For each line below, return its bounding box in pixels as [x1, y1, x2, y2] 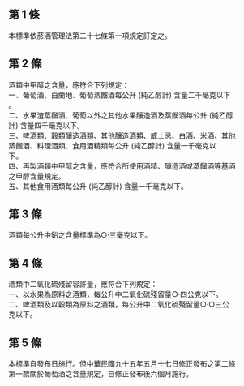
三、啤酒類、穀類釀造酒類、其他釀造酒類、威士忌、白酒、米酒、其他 [8, 131, 236, 140]
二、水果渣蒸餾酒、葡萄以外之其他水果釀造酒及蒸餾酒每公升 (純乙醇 [8, 110, 233, 120]
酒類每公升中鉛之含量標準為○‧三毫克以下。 [8, 230, 152, 240]
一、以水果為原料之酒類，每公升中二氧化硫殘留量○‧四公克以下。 [8, 289, 223, 299]
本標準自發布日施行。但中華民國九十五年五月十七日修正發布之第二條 [8, 359, 236, 369]
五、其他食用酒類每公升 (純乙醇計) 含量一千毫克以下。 [8, 181, 189, 191]
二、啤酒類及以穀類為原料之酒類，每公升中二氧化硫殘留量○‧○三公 [8, 299, 229, 310]
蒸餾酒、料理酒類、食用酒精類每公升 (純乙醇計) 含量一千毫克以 [8, 140, 217, 150]
